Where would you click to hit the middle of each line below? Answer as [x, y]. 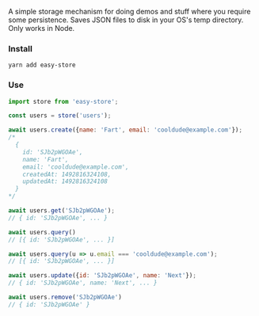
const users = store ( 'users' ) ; [60, 116]
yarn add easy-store [42, 65]
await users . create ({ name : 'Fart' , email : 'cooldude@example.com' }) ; [126, 130]
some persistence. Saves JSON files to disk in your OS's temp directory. [126, 20]
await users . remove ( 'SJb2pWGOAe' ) [65, 297]
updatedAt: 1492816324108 [65, 181]
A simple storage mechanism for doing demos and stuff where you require [129, 11]
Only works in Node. [42, 28]
